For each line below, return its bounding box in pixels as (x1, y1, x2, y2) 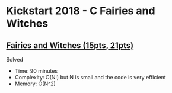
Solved (6, 56, 24, 63)
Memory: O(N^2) (14, 80, 56, 87)
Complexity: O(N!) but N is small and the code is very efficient (14, 74, 166, 81)
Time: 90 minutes (14, 68, 58, 75)
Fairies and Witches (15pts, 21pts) (6, 40, 134, 50)
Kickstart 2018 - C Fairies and (6, 4, 155, 18)
